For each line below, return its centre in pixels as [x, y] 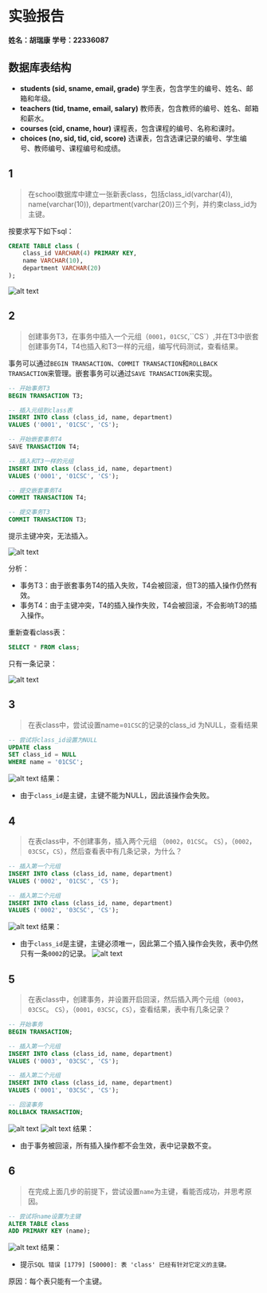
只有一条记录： [33, 663]
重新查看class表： [38, 632]
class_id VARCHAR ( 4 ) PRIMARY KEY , [80, 253]
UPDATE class [30, 747]
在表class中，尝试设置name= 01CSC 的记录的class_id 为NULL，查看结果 [143, 725]
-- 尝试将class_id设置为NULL [53, 740]
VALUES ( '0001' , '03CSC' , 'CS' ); [64, 1090]
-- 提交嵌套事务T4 [35, 490]
